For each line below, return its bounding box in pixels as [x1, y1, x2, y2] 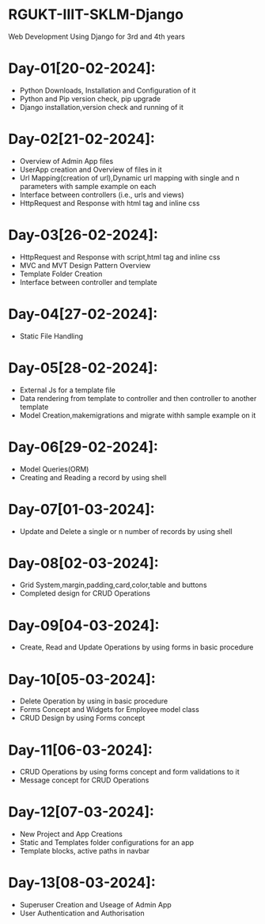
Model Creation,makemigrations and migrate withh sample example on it [19, 410, 256, 420]
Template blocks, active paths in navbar [19, 846, 150, 856]
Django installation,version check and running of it [19, 102, 184, 112]
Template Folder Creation [19, 269, 103, 278]
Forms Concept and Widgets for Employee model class [19, 705, 199, 714]
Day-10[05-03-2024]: [8, 670, 156, 688]
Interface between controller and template [19, 277, 157, 286]
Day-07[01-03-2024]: [8, 500, 156, 518]
